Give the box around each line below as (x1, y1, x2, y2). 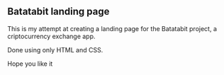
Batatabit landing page (7, 6, 110, 18)
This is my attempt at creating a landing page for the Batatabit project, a (7, 24, 218, 33)
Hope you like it (7, 59, 53, 68)
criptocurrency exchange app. (7, 32, 96, 40)
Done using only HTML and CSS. (7, 45, 103, 54)
